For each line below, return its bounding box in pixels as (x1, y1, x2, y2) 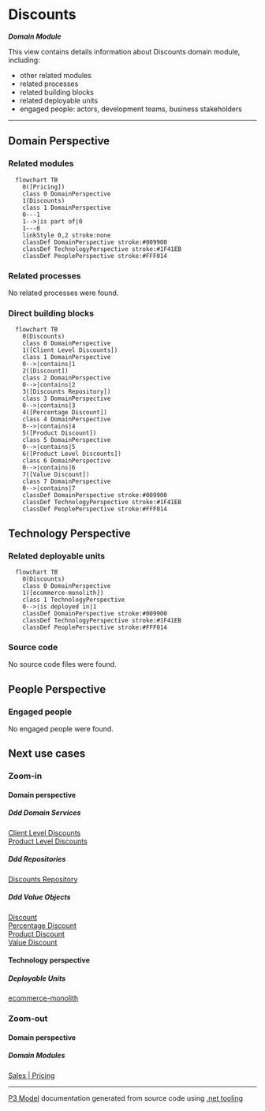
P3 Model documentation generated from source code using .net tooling (8, 1093, 243, 1102)
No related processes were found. (8, 288, 119, 297)
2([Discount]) (22, 367, 69, 376)
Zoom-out (8, 1013, 48, 1024)
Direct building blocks (8, 308, 95, 319)
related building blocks (19, 87, 95, 96)
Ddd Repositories (8, 855, 66, 864)
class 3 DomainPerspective (22, 395, 111, 403)
